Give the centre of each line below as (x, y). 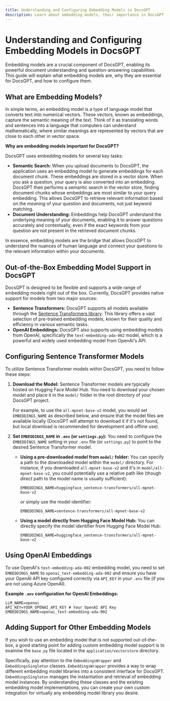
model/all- (153, 468)
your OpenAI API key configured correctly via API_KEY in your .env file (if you (85, 578)
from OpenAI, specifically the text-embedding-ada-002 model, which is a (87, 335)
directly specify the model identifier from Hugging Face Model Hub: (91, 526)
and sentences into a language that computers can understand (71, 126)
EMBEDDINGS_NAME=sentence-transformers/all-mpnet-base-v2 (82, 511)
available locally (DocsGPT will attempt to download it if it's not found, (86, 421)
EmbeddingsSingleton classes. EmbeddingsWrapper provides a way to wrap (81, 666)
